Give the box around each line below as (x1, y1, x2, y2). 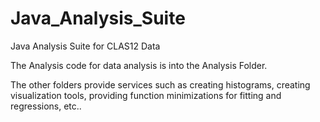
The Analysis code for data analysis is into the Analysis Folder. (10, 59, 268, 71)
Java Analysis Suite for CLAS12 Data (10, 40, 161, 52)
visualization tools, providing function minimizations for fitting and (10, 89, 282, 101)
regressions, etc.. (10, 100, 82, 112)
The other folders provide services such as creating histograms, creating (10, 78, 311, 91)
